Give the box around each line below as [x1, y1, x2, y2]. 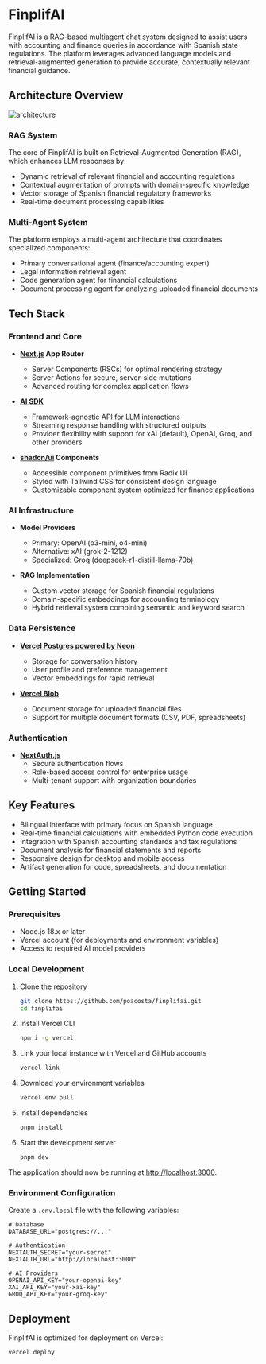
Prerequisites [8, 909, 61, 920]
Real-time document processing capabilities [19, 197, 164, 207]
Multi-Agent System [8, 216, 88, 227]
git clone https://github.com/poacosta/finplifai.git [19, 997, 202, 1005]
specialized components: [8, 243, 91, 253]
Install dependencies [19, 1108, 89, 1118]
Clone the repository [19, 982, 87, 991]
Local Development [8, 963, 85, 975]
